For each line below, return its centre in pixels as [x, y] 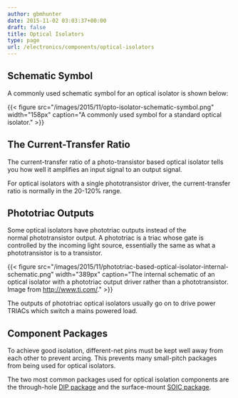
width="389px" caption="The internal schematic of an [135, 275]
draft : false [27, 27]
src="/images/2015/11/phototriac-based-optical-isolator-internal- [133, 267]
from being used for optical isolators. [62, 366]
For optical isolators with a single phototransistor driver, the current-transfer [119, 183]
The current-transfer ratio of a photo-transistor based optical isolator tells [115, 162]
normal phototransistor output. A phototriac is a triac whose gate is [106, 238]
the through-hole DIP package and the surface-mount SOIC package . [109, 387]
